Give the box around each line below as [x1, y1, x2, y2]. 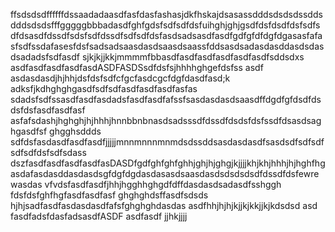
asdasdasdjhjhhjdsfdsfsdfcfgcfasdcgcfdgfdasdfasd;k [10, 72, 231, 84]
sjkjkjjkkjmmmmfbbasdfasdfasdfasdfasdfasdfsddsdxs [81, 51, 305, 63]
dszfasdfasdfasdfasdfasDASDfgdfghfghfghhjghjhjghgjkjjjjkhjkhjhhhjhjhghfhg [10, 157, 326, 169]
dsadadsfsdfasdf [10, 51, 81, 63]
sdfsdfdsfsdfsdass [10, 147, 87, 158]
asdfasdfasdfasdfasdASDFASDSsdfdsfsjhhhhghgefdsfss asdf [10, 62, 264, 73]
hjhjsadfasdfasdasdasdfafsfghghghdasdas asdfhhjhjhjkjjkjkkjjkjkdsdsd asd [10, 200, 318, 211]
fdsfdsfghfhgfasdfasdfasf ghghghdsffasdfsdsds [10, 189, 209, 201]
